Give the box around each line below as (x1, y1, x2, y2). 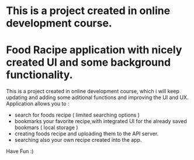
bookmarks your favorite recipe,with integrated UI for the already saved (14, 118, 187, 125)
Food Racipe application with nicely (6, 43, 182, 57)
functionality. (6, 69, 73, 81)
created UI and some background (6, 56, 171, 69)
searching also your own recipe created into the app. (14, 137, 142, 144)
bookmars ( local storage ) (14, 124, 78, 131)
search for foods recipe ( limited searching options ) (14, 111, 140, 118)
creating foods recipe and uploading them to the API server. (14, 130, 159, 137)
